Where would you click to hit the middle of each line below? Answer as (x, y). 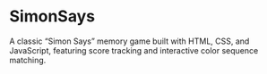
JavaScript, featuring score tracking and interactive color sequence (134, 50)
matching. (28, 60)
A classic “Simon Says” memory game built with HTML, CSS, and (129, 41)
